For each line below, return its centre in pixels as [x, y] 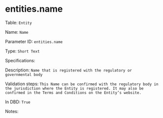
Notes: [12, 111]
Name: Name [17, 32]
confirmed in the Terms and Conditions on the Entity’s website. [73, 93]
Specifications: [20, 60]
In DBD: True [18, 102]
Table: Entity [18, 23]
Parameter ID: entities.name [34, 41]
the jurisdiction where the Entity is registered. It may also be [74, 88]
